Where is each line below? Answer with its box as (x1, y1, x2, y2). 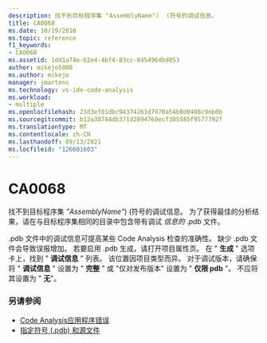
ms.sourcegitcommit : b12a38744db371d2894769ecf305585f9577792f (8, 116, 223, 124)
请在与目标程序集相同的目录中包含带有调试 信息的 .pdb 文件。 (22, 217, 225, 227)
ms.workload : (8, 93, 52, 101)
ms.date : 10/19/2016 (8, 26, 77, 34)
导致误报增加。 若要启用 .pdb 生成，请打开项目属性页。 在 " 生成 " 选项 (22, 244, 255, 254)
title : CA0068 (8, 19, 56, 27)
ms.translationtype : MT (8, 123, 88, 131)
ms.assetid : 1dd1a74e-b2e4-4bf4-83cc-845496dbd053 (8, 57, 180, 65)
